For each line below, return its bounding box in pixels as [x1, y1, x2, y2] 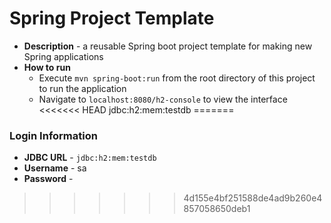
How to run [23, 61, 71, 73]
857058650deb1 [183, 203, 251, 215]
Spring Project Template [9, 7, 215, 30]
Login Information [9, 128, 98, 142]
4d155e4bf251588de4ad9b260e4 [183, 192, 323, 204]
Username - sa [23, 162, 87, 174]
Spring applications [23, 50, 104, 62]
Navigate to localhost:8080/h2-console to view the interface [38, 93, 288, 105]
